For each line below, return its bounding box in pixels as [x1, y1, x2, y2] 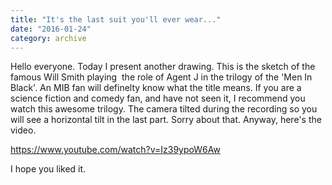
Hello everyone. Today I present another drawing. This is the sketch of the [10, 61, 316, 73]
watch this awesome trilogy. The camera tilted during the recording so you [10, 103, 318, 115]
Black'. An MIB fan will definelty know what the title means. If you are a [10, 82, 302, 94]
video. [10, 124, 37, 136]
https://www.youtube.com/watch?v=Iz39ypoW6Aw [10, 144, 221, 156]
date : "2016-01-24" [10, 24, 92, 34]
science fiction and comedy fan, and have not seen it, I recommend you [10, 92, 306, 105]
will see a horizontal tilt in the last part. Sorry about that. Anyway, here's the [10, 114, 322, 126]
